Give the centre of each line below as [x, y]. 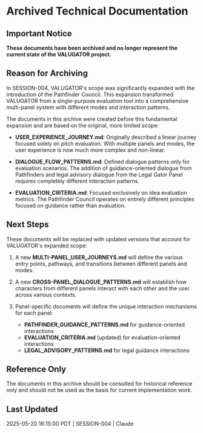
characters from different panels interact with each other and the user [102, 288]
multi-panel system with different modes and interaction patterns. [88, 107]
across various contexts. [46, 295]
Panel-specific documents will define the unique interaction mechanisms [106, 306]
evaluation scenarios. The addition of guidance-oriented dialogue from [103, 168]
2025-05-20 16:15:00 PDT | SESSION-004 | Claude [70, 424]
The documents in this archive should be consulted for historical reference [99, 384]
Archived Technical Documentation [97, 11]
